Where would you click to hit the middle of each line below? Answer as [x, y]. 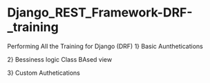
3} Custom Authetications [44, 73]
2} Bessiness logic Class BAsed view [60, 59]
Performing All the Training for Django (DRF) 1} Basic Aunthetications [105, 46]
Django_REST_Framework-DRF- [100, 13]
